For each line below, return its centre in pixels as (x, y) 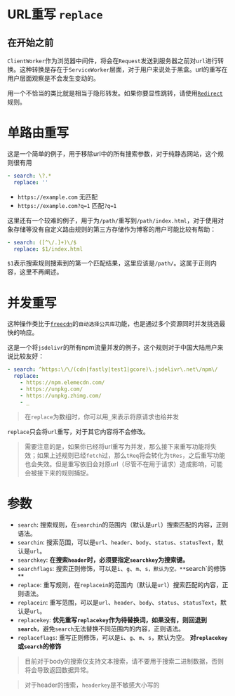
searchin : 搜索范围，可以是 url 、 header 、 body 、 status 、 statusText (114, 542)
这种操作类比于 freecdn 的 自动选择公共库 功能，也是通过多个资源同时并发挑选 (113, 324)
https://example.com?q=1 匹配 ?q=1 (67, 205)
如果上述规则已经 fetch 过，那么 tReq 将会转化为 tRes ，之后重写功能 (131, 455)
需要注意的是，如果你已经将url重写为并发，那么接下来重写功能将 (117, 446)
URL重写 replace (55, 14)
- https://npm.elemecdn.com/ (62, 383)
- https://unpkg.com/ (51, 389)
